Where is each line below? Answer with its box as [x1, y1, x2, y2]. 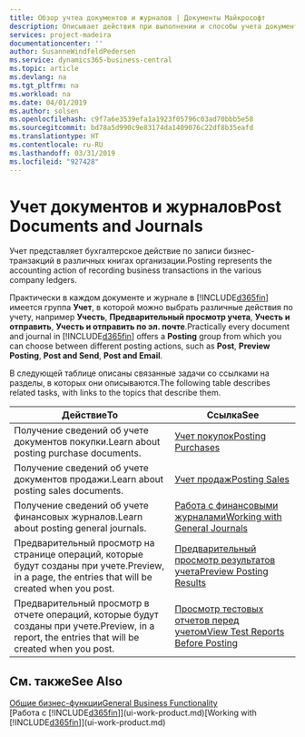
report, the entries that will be [14, 631, 140, 644]
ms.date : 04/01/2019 [9, 97, 88, 107]
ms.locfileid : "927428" [9, 156, 100, 167]
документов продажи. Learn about [14, 473, 163, 486]
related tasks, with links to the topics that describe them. [9, 388, 221, 399]
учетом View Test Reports [174, 625, 285, 638]
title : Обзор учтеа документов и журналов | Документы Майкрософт [9, 13, 266, 23]
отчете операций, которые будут [14, 609, 159, 621]
